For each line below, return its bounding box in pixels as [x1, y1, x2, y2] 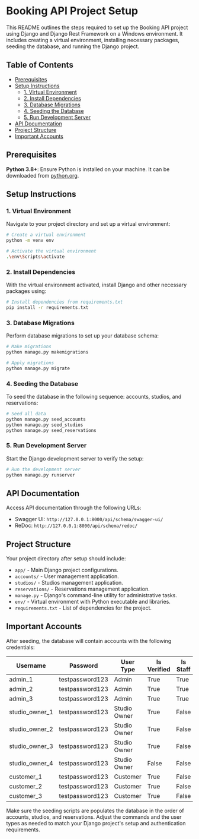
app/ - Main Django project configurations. [14, 566, 118, 574]
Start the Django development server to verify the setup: [6, 455, 144, 462]
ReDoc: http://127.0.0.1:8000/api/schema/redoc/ [14, 522, 138, 529]
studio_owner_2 [9, 725, 53, 733]
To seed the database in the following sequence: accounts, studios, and [6, 393, 182, 400]
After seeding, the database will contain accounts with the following [6, 637, 172, 644]
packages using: [6, 288, 47, 295]
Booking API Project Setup [6, 4, 139, 18]
